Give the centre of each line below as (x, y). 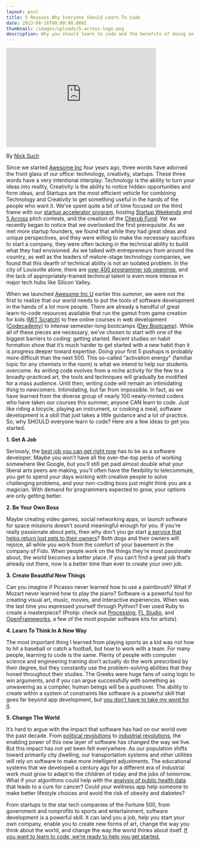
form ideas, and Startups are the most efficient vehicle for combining (91, 193)
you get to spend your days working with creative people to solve (87, 477)
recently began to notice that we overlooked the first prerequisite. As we (95, 225)
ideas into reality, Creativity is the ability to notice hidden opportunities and (99, 187)
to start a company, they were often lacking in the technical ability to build (97, 244)
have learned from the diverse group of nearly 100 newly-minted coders (95, 396)
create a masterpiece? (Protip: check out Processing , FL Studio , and (90, 612)
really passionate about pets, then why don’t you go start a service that (94, 532)
